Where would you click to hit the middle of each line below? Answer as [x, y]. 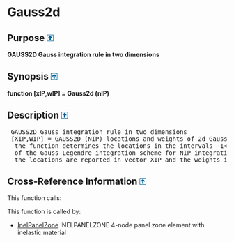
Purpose [26, 38]
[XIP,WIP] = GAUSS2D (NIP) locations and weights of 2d [108, 139]
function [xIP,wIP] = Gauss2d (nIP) [58, 93]
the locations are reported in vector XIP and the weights [117, 160]
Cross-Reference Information [72, 182]
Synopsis [28, 76]
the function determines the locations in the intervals [114, 146]
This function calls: [34, 198]
